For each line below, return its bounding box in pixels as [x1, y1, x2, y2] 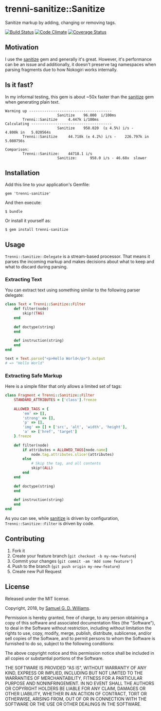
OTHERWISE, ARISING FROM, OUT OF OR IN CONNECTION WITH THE [5, 696, 147, 702]
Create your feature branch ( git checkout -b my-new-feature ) [12, 553, 137, 558]
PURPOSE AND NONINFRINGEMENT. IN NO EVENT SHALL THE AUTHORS [5, 680, 155, 686]
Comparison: [5, 147, 29, 152]
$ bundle [5, 209, 23, 214]
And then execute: [5, 200, 42, 206]
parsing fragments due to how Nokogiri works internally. [5, 67, 118, 72]
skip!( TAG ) [22, 311, 45, 316]
